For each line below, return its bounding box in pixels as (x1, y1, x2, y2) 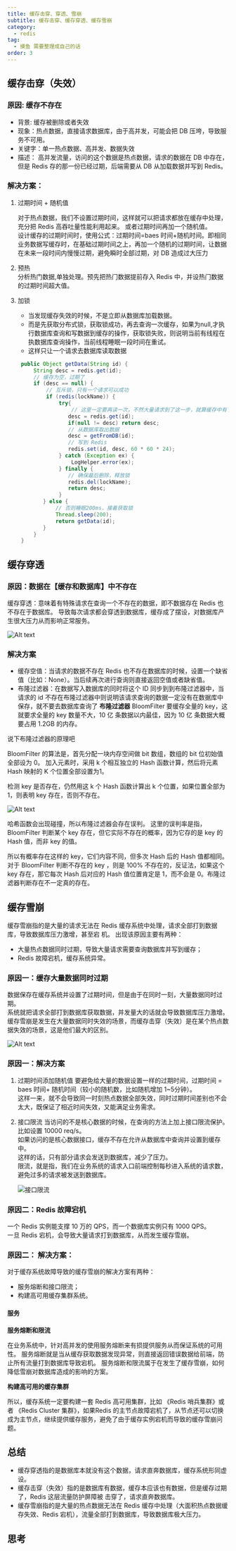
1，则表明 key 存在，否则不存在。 (7, 791, 104, 800)
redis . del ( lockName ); (67, 478, 131, 486)
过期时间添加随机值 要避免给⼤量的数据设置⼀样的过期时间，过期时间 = (17, 1076, 223, 1085)
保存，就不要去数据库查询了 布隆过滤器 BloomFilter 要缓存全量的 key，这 (17, 702, 228, 710)
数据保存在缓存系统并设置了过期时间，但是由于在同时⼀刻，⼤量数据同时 (7, 991, 216, 999)
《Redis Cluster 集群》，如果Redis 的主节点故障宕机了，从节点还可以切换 (15, 1406, 224, 1414)
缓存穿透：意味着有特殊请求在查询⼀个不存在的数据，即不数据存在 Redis (7, 599, 216, 607)
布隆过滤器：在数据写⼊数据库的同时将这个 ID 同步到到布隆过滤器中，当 (17, 684, 225, 693)
